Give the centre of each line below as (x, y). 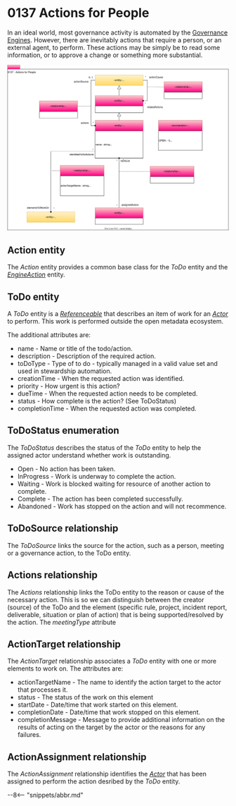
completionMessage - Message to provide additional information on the (121, 720)
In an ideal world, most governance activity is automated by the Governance (118, 32)
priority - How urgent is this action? (69, 386)
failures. (29, 735)
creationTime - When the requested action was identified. (101, 379)
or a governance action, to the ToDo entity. (69, 553)
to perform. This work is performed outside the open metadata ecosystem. (115, 322)
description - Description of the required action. (86, 356)
